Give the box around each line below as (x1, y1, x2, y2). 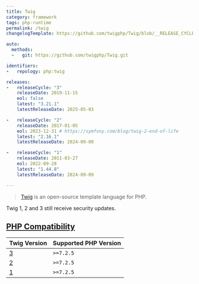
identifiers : (6, 63, 38, 68)
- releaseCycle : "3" (6, 84, 62, 90)
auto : (6, 41, 20, 47)
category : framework (6, 14, 57, 20)
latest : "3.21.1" (17, 101, 60, 107)
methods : (11, 47, 33, 53)
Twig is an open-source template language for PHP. (20, 193, 147, 200)
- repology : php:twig (6, 68, 65, 74)
